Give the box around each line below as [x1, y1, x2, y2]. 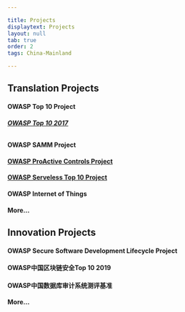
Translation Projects [7, 83, 99, 95]
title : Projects [7, 16, 56, 24]
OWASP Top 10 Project [7, 102, 76, 110]
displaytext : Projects [7, 23, 75, 31]
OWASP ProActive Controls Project [7, 157, 113, 165]
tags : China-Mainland [7, 50, 72, 57]
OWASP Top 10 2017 [7, 118, 69, 127]
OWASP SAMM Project [7, 140, 76, 150]
